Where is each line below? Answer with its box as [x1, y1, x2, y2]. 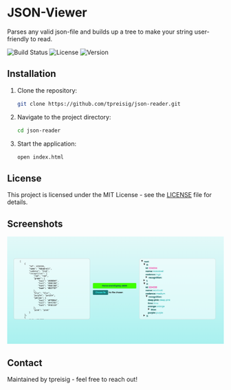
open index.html [16, 153, 64, 161]
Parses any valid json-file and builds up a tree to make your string [7, 27, 193, 36]
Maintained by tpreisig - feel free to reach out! [7, 376, 137, 384]
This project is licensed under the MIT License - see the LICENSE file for [7, 191, 212, 199]
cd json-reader [16, 127, 61, 134]
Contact [7, 357, 43, 369]
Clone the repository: [16, 86, 78, 94]
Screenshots [7, 218, 63, 229]
